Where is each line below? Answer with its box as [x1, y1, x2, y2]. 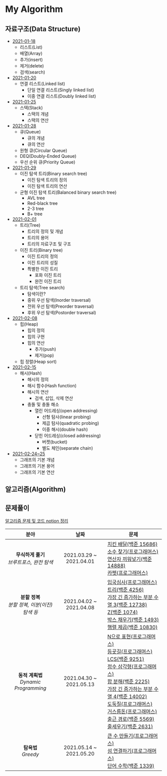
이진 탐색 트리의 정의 [27, 177, 68, 183]
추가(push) [34, 346, 56, 352]
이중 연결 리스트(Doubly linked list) [27, 93, 96, 99]
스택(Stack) [19, 105, 43, 110]
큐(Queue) [19, 129, 41, 134]
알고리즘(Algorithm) [5, 485, 66, 494]
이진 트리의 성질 [27, 260, 58, 265]
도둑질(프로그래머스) [107, 701, 153, 708]
